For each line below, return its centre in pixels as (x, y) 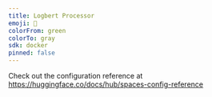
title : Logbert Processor (51, 16)
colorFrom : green (37, 30)
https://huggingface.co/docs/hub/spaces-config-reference (106, 84)
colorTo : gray (32, 38)
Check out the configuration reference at (76, 76)
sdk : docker (28, 46)
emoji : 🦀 (23, 23)
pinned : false (32, 53)
